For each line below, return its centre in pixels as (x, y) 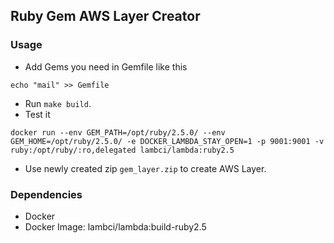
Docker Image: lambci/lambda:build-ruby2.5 (115, 226)
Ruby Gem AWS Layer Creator (105, 16)
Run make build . (58, 103)
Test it (37, 114)
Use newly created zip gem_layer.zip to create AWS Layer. (145, 168)
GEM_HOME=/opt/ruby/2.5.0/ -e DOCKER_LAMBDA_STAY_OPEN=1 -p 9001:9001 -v (167, 141)
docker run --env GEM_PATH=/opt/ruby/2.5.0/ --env (118, 132)
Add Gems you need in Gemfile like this (106, 66)
